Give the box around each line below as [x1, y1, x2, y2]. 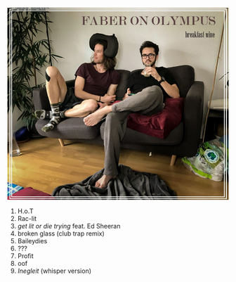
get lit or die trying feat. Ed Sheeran [17, 222, 121, 231]
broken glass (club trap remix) [17, 229, 105, 238]
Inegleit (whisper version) [17, 267, 92, 275]
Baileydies [17, 237, 48, 245]
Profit [17, 252, 34, 260]
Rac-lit [17, 214, 37, 223]
